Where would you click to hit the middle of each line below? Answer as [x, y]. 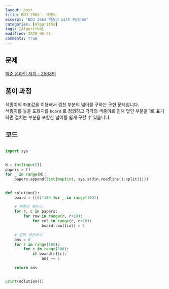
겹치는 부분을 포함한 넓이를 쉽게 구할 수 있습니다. [62, 117]
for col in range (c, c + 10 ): [62, 221]
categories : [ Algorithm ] [31, 24]
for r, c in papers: [36, 212]
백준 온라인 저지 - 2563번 [31, 73]
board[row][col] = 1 [63, 226]
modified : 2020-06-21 [28, 34]
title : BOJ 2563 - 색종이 [31, 15]
